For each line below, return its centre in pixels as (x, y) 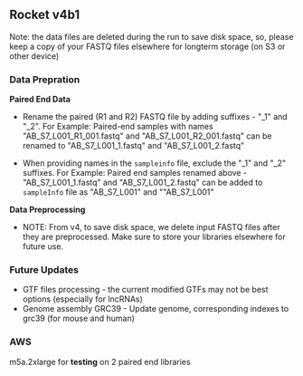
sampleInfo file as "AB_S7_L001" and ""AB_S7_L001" (118, 192)
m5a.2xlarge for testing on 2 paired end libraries (100, 362)
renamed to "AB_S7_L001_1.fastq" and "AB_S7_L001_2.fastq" (133, 146)
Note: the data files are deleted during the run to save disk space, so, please (151, 36)
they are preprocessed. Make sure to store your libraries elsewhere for (154, 237)
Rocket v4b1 (45, 15)
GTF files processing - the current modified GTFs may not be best (145, 290)
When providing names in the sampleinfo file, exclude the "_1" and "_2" (154, 163)
